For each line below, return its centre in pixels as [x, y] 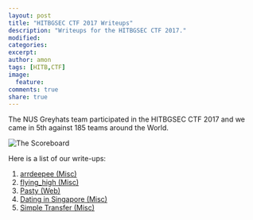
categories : [28, 45]
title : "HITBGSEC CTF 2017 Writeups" [71, 23]
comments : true [33, 89]
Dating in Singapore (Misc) [63, 199]
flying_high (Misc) [49, 183]
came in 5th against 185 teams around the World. [89, 128]
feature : [30, 82]
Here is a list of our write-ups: [57, 159]
